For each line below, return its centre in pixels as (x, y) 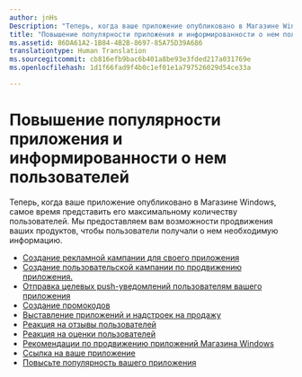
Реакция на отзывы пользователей (89, 324)
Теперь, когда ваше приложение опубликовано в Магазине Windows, (143, 202)
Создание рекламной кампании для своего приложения (131, 258)
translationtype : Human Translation (78, 51)
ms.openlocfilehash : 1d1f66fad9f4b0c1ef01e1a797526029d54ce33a (130, 68)
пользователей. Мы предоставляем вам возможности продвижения (142, 221)
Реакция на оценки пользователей (89, 334)
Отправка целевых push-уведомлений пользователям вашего (142, 286)
